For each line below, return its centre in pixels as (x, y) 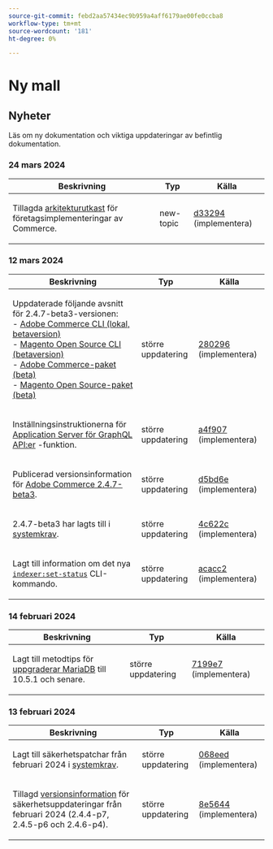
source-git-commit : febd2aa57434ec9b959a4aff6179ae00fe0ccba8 (116, 16)
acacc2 (212, 568)
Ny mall (35, 86)
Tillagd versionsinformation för (71, 795)
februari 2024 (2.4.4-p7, (61, 815)
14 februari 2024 (42, 616)
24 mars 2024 (37, 165)
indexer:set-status (50, 574)
